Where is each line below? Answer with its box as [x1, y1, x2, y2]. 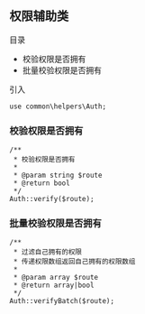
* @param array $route [13, 273, 99, 282]
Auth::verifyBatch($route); [9, 297, 115, 306]
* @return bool [13, 179, 70, 188]
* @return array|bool [13, 281, 95, 291]
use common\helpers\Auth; [9, 102, 106, 111]
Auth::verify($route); [9, 195, 95, 204]
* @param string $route [13, 171, 103, 180]
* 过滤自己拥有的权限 [13, 247, 83, 257]
